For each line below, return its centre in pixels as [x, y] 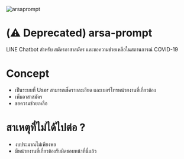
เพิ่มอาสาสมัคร [28, 96]
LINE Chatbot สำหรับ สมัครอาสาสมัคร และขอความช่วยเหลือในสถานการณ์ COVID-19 [92, 49]
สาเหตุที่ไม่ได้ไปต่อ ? [46, 128]
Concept [28, 74]
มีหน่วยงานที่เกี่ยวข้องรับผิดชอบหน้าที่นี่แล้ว [56, 151]
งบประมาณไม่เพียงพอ [35, 144]
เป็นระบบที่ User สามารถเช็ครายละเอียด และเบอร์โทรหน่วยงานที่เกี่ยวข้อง [85, 90]
